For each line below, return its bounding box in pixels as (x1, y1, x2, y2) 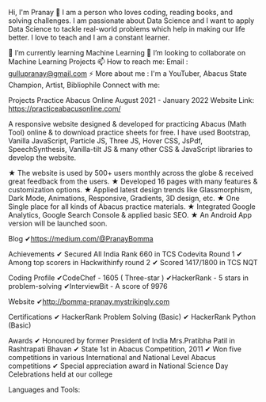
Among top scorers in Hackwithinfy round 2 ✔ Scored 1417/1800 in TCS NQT (8, 258, 258, 267)
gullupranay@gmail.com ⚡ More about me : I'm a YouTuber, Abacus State (8, 69, 247, 78)
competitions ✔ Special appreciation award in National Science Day (8, 361, 229, 370)
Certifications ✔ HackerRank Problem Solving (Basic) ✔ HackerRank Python (8, 313, 256, 321)
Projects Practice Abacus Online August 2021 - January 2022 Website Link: (8, 96, 255, 104)
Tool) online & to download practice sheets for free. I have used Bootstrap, (8, 127, 251, 137)
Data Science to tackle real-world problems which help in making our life (8, 25, 245, 33)
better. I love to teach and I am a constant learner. (8, 32, 170, 42)
